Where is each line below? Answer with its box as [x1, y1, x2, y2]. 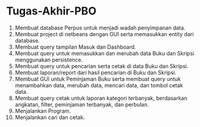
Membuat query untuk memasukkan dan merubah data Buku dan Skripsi [14, 49, 195, 57]
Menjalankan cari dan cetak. [14, 113, 85, 121]
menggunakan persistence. [14, 56, 83, 63]
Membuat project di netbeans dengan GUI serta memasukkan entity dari [14, 30, 194, 37]
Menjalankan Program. [14, 107, 71, 114]
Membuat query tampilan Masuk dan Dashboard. [14, 43, 136, 51]
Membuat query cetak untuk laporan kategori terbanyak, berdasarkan [14, 94, 187, 102]
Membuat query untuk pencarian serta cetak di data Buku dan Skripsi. [14, 62, 189, 70]
